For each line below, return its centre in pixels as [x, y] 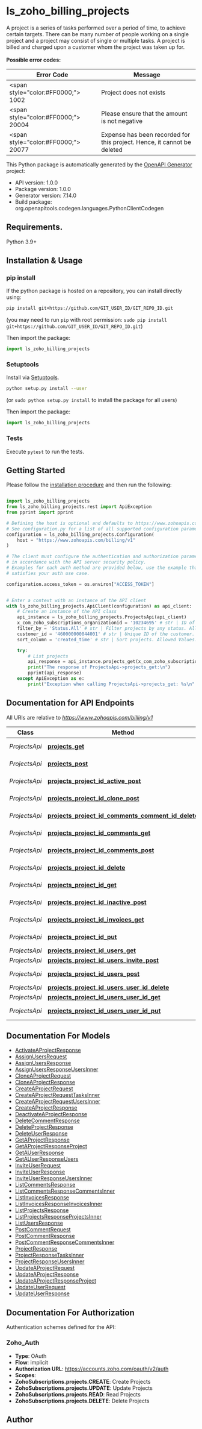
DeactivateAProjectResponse [51, 1114]
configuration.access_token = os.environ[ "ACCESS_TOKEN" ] [80, 584]
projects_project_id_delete [87, 867]
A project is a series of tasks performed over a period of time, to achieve [96, 28]
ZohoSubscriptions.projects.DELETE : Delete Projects [82, 1401]
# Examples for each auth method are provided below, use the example [96, 568]
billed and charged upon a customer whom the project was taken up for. [96, 47]
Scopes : [25, 1375]
